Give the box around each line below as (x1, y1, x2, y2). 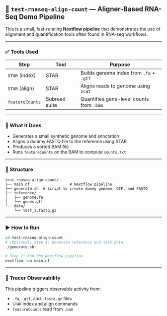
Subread (45, 95, 66, 102)
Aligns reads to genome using (80, 82, 150, 89)
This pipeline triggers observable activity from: (5, 286, 101, 292)
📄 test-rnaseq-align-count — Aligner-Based (5, 5, 143, 13)
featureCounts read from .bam (12, 306, 73, 312)
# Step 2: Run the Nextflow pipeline (5, 253, 83, 258)
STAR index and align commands (12, 301, 78, 307)
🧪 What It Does (5, 122, 42, 129)
